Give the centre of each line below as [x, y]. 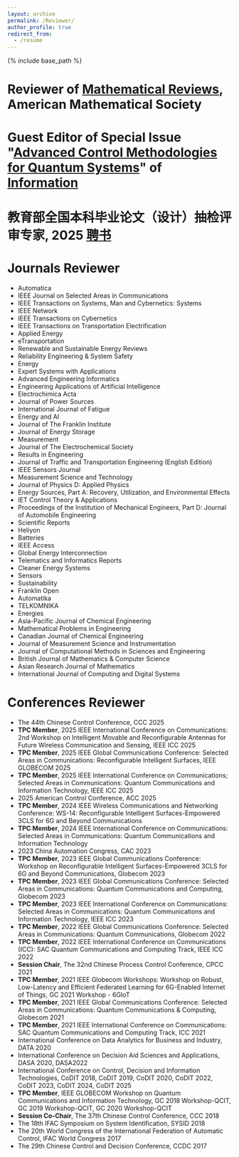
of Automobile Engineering [57, 515]
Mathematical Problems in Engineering [74, 628]
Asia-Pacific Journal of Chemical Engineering [84, 621]
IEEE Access [36, 545]
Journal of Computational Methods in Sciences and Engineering [111, 651]
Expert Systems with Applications [67, 371]
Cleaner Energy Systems [54, 567]
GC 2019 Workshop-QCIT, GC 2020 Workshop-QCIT [95, 1108]
